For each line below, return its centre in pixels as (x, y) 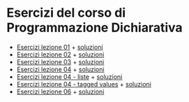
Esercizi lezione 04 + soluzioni (61, 69)
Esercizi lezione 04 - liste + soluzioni (69, 76)
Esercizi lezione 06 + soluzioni (60, 92)
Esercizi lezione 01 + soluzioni (60, 47)
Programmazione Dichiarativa (94, 28)
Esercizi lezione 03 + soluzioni (60, 61)
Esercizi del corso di (66, 13)
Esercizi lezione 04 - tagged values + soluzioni (84, 84)
